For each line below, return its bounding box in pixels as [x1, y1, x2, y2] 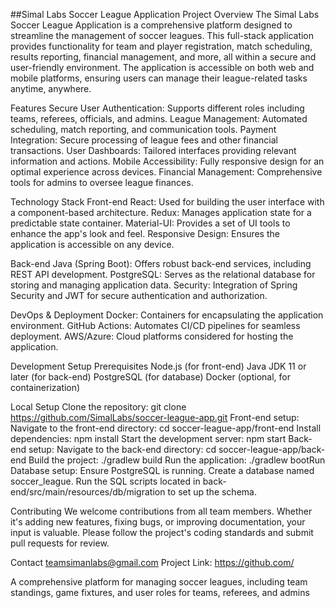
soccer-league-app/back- [218, 444, 326, 455]
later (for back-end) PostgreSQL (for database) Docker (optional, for [10, 371, 291, 383]
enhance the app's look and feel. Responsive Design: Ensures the [10, 228, 280, 239]
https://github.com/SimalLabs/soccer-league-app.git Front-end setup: [10, 412, 300, 423]
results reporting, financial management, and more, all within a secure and [10, 51, 317, 63]
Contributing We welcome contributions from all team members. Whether [10, 505, 313, 517]
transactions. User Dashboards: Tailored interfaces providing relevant [10, 145, 297, 156]
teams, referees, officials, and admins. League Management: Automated [10, 113, 308, 124]
